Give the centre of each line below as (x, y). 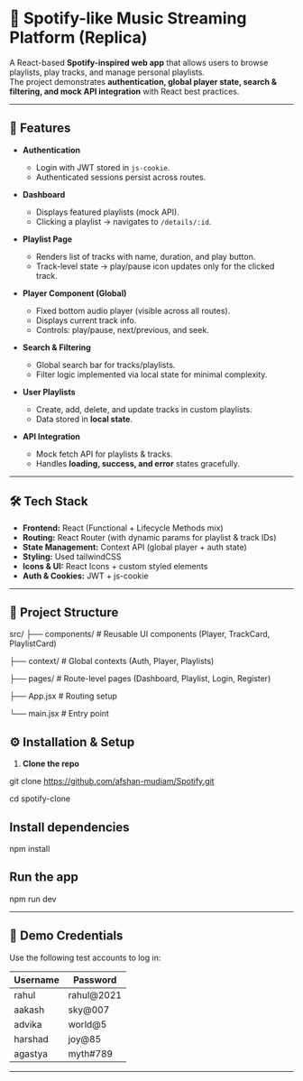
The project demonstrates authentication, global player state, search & (143, 81)
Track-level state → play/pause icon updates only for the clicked (155, 266)
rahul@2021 (95, 994)
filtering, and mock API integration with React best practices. (124, 91)
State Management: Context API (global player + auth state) (135, 547)
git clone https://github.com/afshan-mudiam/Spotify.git (112, 781)
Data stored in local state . (84, 419)
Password (95, 980)
